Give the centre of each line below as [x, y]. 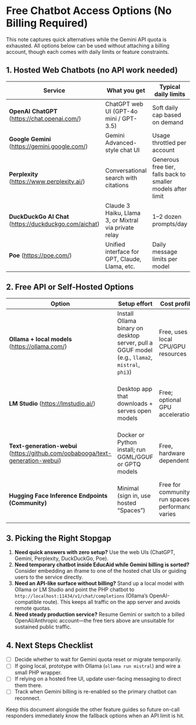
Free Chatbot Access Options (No [89, 11]
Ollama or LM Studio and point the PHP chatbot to [74, 590]
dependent [174, 461]
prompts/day [170, 224]
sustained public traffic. [43, 627]
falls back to [169, 174]
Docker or [131, 435]
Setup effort [135, 304]
